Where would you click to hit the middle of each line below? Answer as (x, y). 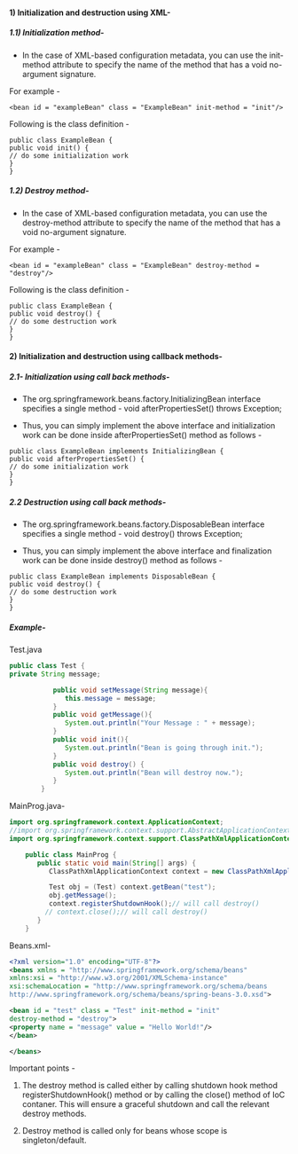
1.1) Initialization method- (57, 33)
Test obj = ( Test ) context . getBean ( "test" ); (132, 887)
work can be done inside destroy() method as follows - (122, 561)
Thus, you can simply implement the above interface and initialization (149, 426)
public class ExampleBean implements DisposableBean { (113, 577)
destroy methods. (54, 1114)
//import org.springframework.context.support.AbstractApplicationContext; (152, 831)
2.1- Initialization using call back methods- (90, 376)
